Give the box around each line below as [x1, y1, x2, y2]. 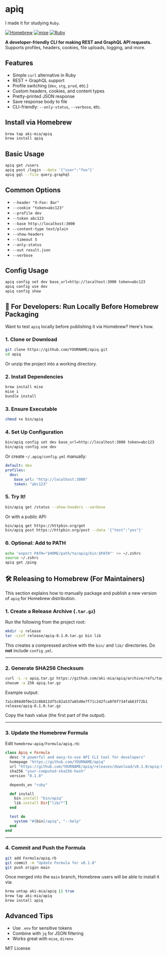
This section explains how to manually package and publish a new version [5, 590, 157, 596]
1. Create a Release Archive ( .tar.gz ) [5, 608, 96, 614]
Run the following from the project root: [5, 619, 86, 625]
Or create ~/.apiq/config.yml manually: [5, 453, 87, 459]
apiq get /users [5, 163, 39, 168]
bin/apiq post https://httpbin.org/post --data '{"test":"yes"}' [5, 528, 143, 533]
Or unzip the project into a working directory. [5, 360, 97, 366]
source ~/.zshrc [5, 555, 39, 560]
